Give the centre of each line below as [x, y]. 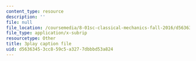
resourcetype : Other [31, 38]
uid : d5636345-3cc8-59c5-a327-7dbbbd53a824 [60, 49]
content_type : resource [35, 11]
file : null [19, 22]
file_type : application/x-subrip [47, 33]
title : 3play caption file [39, 44]
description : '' [26, 17]
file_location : [24, 28]
